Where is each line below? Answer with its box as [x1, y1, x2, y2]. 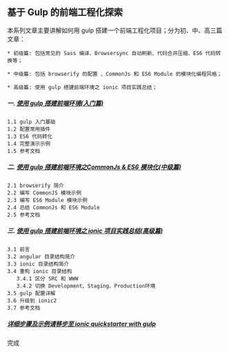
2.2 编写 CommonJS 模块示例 [7, 189, 81, 196]
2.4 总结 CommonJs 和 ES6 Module [7, 204, 100, 211]
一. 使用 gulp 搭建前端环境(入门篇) [7, 99, 103, 108]
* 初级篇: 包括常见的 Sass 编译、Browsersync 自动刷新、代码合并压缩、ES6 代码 [7, 50, 216, 57]
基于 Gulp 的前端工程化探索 [7, 6, 123, 19]
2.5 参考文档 [7, 211, 41, 219]
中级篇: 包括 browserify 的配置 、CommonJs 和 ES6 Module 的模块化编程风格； [13, 70, 222, 77]
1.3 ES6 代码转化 [7, 133, 53, 140]
